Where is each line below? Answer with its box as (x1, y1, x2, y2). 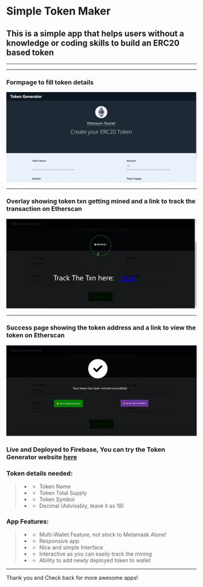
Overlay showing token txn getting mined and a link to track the (6, 197, 196, 205)
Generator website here (6, 453, 77, 461)
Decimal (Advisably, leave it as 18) (39, 502, 124, 509)
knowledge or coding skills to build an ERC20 (6, 38, 180, 48)
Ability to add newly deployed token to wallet (39, 557, 151, 564)
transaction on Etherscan (6, 205, 83, 213)
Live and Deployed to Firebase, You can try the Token (6, 445, 166, 454)
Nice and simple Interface (39, 544, 104, 551)
